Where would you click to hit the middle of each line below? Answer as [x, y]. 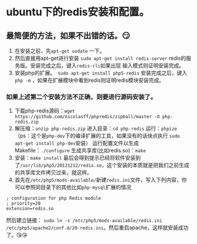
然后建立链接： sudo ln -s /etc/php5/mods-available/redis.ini [84, 220]
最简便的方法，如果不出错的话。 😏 [68, 36]
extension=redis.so [30, 209]
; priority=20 [24, 203]
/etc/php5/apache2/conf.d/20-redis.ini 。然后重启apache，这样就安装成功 [97, 228]
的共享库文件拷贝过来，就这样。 [53, 173]
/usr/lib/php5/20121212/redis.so [61, 166]
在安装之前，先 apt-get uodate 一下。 [59, 51]
